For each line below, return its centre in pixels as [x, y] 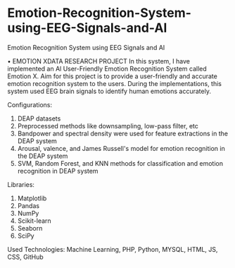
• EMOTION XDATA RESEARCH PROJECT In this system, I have [99, 61]
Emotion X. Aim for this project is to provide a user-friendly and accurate [113, 76]
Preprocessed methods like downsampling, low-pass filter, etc [108, 126]
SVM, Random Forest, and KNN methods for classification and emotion [120, 163]
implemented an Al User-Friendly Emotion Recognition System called [107, 68]
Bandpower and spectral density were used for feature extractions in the [123, 133]
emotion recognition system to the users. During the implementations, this [115, 83]
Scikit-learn [34, 221]
